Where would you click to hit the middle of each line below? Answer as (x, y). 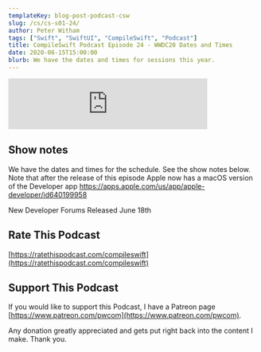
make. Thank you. (37, 339)
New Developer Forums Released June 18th (80, 210)
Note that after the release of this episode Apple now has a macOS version (130, 178)
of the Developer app (43, 186)
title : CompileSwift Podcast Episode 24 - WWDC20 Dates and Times (121, 45)
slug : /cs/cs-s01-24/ (44, 23)
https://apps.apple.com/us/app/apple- (142, 186)
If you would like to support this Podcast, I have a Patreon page (112, 307)
